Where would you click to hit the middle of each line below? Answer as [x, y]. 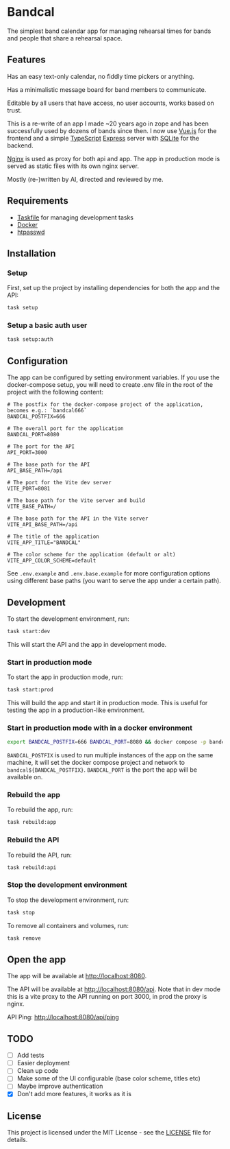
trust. [15, 110]
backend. [20, 145]
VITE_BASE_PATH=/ [32, 507]
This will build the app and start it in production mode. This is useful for [107, 702]
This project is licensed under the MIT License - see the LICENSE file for [109, 1133]
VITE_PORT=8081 [29, 489]
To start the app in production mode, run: [65, 677]
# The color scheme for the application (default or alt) [91, 555]
